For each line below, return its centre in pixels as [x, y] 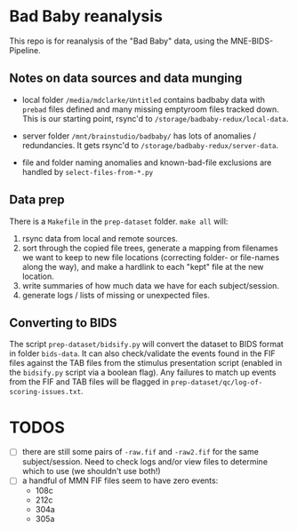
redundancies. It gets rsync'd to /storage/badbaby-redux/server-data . [150, 145]
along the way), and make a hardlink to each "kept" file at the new [143, 266]
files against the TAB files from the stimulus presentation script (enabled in [146, 363]
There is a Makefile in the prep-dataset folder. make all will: [119, 221]
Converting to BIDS [63, 323]
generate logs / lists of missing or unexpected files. [116, 295]
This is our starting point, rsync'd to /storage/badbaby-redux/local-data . [155, 118]
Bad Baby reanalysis [86, 16]
